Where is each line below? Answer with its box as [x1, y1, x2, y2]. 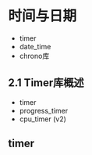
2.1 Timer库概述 [8, 76, 84, 90]
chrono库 [19, 51, 50, 60]
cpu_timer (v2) [19, 114, 66, 124]
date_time [19, 41, 51, 51]
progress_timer [19, 106, 69, 115]
